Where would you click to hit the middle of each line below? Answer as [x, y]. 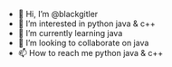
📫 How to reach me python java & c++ [91, 53]
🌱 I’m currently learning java [70, 33]
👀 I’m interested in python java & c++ [86, 24]
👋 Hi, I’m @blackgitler [58, 14]
